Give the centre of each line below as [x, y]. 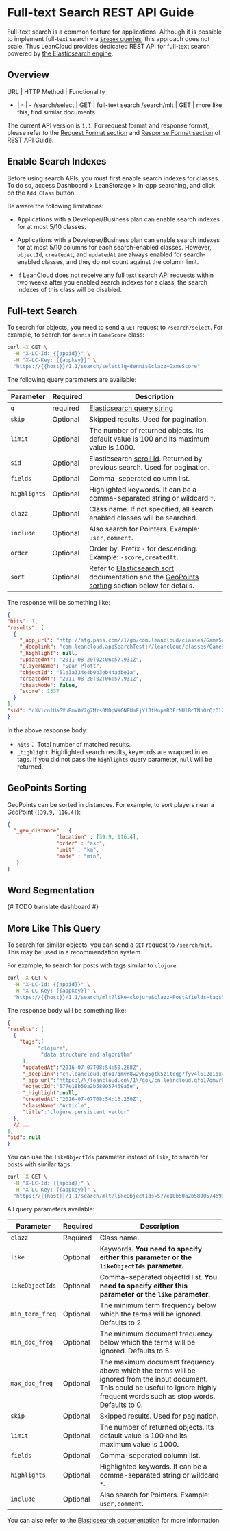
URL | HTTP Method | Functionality [56, 91]
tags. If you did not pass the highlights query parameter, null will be [115, 759]
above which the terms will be [148, 1371]
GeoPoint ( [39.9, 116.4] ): [44, 812]
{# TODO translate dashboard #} [53, 907]
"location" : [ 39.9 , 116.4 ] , [97, 837]
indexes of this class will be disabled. [69, 289]
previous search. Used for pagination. [149, 467]
